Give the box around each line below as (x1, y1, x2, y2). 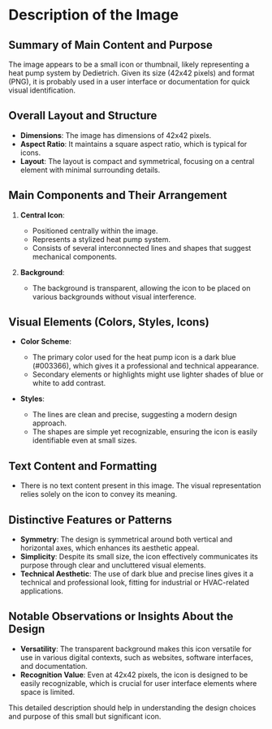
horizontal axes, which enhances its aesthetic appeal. (19, 543, 200, 553)
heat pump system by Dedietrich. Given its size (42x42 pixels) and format (8, 68, 255, 78)
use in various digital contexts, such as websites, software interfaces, (19, 652, 253, 662)
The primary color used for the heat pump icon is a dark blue (32, 352, 236, 362)
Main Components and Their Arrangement (8, 188, 227, 202)
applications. (19, 586, 63, 596)
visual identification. (8, 85, 76, 95)
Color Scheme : (19, 337, 71, 347)
